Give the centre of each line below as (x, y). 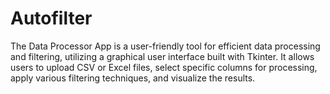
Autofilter (51, 18)
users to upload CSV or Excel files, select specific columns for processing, (164, 67)
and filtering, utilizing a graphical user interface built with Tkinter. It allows (162, 56)
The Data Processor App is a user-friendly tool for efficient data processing (165, 46)
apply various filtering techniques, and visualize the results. (133, 78)
